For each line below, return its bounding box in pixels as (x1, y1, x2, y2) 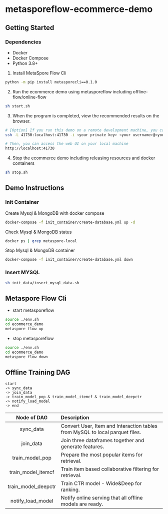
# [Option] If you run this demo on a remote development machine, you (5, 127, 157, 133)
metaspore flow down (5, 354, 48, 359)
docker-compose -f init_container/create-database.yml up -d (5, 220, 135, 225)
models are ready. (60, 501, 103, 508)
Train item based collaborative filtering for (60, 466, 159, 473)
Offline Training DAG (5, 368, 70, 377)
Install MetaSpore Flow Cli (12, 70, 66, 76)
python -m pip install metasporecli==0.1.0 (5, 79, 97, 84)
